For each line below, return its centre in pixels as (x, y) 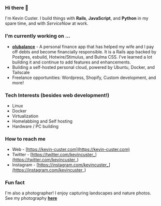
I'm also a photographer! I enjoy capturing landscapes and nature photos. (78, 193)
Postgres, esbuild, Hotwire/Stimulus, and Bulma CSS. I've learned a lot (82, 57)
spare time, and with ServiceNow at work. (47, 23)
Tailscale (21, 72)
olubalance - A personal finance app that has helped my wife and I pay (83, 47)
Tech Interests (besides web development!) (57, 95)
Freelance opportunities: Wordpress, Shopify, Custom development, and (84, 78)
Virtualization (25, 116)
